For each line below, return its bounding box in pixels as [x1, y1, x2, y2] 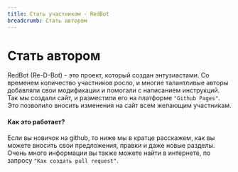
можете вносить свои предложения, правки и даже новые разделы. [7, 141, 215, 149]
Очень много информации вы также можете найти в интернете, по [7, 149, 211, 157]
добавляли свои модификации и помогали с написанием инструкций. [7, 86, 220, 95]
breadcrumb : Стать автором [7, 17, 87, 24]
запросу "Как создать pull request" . [7, 156, 119, 164]
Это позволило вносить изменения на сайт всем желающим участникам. [7, 101, 232, 110]
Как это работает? [7, 118, 65, 127]
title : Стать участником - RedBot [7, 10, 110, 18]
